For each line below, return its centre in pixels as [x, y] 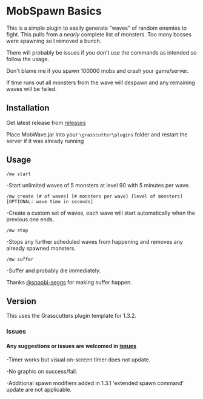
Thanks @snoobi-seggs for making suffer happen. [69, 282]
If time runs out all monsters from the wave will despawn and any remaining [101, 82]
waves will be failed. [32, 89]
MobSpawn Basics [54, 11]
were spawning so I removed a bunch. [54, 41]
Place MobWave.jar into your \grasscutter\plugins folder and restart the [97, 134]
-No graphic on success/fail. [42, 371]
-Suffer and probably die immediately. [54, 270]
